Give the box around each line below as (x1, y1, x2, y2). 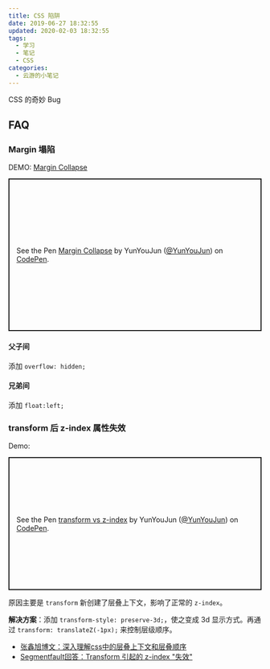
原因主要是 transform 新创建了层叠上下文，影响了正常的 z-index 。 (8, 598, 227, 607)
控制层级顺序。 (127, 625, 177, 634)
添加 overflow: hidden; (8, 361, 86, 370)
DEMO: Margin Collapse (8, 162, 88, 173)
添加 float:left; (8, 400, 64, 410)
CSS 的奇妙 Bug (8, 94, 62, 104)
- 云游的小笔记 (15, 71, 59, 80)
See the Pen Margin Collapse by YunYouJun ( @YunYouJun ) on (16, 246, 223, 255)
